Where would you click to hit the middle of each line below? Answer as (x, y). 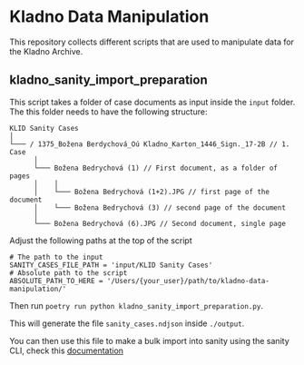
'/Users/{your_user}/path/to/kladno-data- (188, 281)
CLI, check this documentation (67, 350)
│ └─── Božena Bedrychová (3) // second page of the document (159, 207)
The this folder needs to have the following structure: (108, 112)
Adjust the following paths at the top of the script (101, 240)
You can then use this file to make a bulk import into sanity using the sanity (149, 340)
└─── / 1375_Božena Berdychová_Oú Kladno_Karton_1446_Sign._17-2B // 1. (150, 144)
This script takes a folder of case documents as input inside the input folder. (152, 102)
